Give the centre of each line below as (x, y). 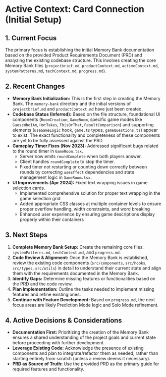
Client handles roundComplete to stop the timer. (67, 162)
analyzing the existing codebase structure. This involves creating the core (81, 60)
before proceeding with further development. (58, 343)
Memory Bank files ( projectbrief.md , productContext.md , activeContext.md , (82, 66)
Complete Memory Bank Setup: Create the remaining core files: (78, 247)
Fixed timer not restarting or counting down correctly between (83, 166)
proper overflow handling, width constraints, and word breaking (85, 209)
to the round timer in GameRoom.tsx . (48, 151)
